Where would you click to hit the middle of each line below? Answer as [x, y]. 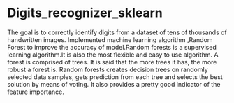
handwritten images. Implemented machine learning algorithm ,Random [110, 39]
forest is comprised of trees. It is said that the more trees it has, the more [112, 62]
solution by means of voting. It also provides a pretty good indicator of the [114, 84]
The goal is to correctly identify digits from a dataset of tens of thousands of [117, 32]
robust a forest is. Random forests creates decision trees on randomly [108, 69]
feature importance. [36, 92]
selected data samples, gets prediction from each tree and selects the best [115, 77]
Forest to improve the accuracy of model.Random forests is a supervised [112, 47]
